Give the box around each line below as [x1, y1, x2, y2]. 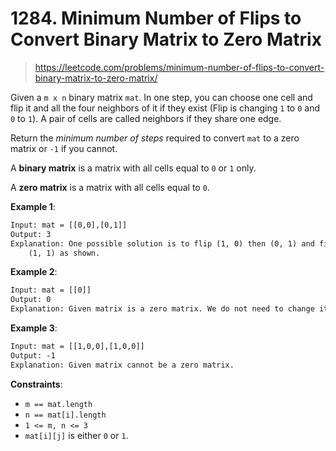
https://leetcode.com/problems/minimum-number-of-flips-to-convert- [34, 61, 325, 73]
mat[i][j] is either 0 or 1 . [24, 429, 129, 441]
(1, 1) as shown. [28, 248, 101, 258]
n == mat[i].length [24, 410, 107, 420]
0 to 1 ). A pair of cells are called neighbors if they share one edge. [10, 112, 282, 124]
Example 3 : [10, 322, 58, 334]
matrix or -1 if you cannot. [10, 142, 118, 154]
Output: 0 [10, 295, 52, 305]
